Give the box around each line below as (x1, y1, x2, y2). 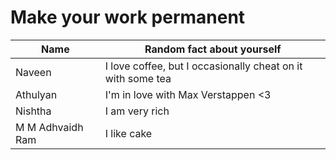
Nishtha (15, 104, 52, 118)
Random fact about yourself (144, 42, 282, 56)
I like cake (104, 126, 153, 140)
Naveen (15, 65, 52, 79)
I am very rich (104, 104, 170, 118)
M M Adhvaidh (15, 120, 84, 134)
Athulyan (15, 87, 58, 101)
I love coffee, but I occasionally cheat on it (104, 59, 303, 73)
